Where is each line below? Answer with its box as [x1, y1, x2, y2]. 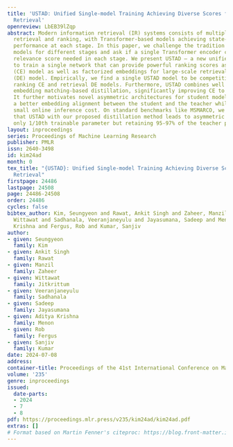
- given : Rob [7, 326, 45, 333]
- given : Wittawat [7, 274, 60, 281]
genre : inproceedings [7, 377, 70, 385]
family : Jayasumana [13, 306, 70, 314]
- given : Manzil [7, 261, 54, 268]
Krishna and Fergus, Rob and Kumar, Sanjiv [13, 222, 141, 229]
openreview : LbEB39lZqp [7, 23, 76, 30]
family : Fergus [13, 332, 58, 340]
